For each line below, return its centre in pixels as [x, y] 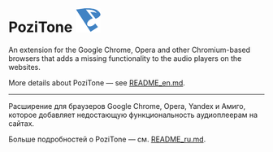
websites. [24, 67]
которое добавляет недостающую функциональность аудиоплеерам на [133, 115]
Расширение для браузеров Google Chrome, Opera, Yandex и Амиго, [127, 106]
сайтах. [22, 123]
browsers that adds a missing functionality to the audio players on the [125, 58]
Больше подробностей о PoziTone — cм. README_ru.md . [107, 139]
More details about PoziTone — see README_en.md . [97, 83]
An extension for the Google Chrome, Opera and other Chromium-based [129, 50]
